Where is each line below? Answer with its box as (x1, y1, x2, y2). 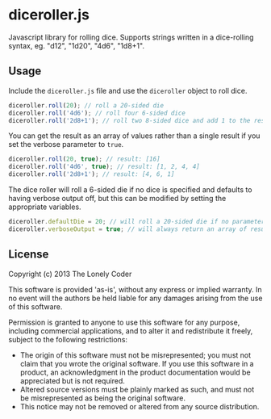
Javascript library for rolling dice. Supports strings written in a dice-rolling (8, 32, 254, 42)
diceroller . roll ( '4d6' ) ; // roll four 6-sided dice (8, 109, 186, 117)
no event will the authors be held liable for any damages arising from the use (8, 293, 263, 303)
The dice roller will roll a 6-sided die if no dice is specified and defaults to (8, 185, 252, 195)
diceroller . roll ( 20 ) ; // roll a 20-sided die (8, 101, 164, 110)
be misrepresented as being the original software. (19, 393, 186, 403)
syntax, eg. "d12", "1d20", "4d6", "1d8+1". (8, 40, 145, 50)
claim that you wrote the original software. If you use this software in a (19, 358, 254, 368)
